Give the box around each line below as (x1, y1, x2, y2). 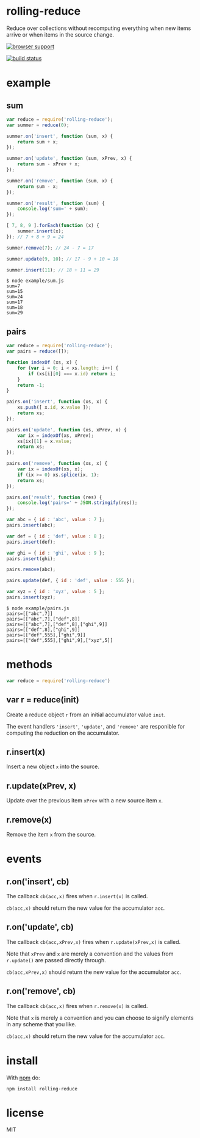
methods (6, 658, 53, 672)
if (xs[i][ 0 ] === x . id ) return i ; (28, 370, 116, 376)
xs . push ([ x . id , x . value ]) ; (17, 405, 91, 411)
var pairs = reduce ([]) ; (6, 348, 70, 355)
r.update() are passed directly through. (6, 956, 107, 963)
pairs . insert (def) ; (6, 539, 56, 545)
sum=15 (6, 289, 23, 295)
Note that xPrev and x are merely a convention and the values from (6, 950, 174, 957)
